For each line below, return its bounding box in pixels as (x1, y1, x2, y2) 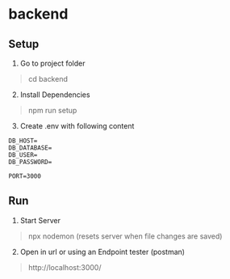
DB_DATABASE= (8, 144, 52, 152)
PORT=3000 (8, 172, 42, 180)
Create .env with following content (19, 121, 135, 130)
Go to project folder (19, 58, 86, 68)
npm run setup (27, 106, 77, 115)
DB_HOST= (8, 137, 38, 145)
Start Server (19, 215, 61, 225)
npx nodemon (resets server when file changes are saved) (27, 231, 223, 241)
